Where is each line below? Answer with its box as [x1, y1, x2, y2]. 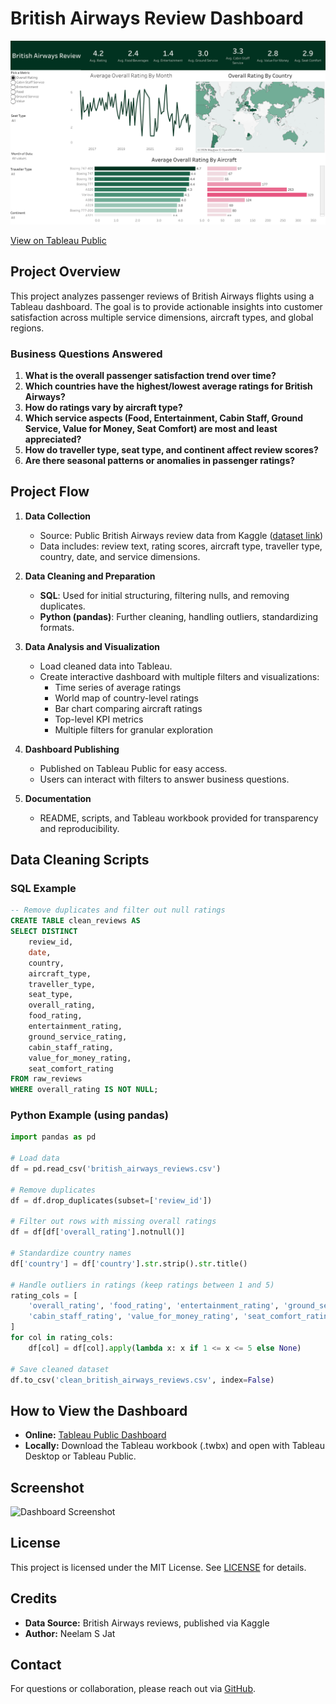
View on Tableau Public [10, 234, 107, 246]
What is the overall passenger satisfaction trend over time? [24, 369, 277, 381]
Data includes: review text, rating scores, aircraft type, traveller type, [39, 540, 323, 552]
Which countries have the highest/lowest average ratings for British [24, 380, 313, 392]
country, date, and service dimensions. [39, 550, 201, 562]
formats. [39, 621, 75, 633]
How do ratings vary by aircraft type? [24, 401, 183, 413]
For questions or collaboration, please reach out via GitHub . [10, 1683, 257, 1695]
